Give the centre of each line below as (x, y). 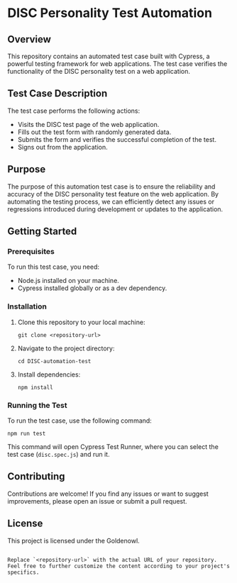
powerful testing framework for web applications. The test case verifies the (117, 64)
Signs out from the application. (62, 147)
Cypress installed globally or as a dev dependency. (92, 288)
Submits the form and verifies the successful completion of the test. (117, 139)
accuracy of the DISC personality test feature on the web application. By (113, 194)
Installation (27, 306)
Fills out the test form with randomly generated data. (94, 132)
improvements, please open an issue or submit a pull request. (97, 501)
